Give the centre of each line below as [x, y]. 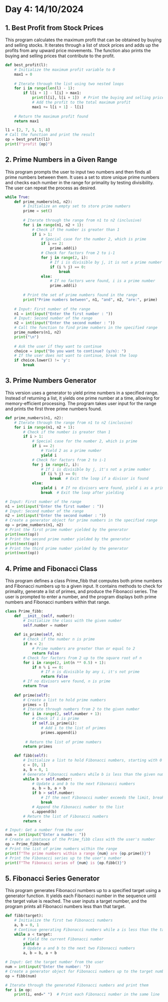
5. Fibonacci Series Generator [52, 878]
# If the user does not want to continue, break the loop [76, 356]
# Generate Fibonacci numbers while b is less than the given [89, 774]
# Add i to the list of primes [73, 728]
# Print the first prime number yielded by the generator [67, 530]
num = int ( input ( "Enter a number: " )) [45, 835]
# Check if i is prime [55, 719]
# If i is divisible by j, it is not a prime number [106, 262]
